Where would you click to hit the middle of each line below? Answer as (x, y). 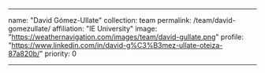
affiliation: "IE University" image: (105, 29)
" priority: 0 (58, 53)
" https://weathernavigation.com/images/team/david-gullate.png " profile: (126, 37)
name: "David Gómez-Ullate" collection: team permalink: (100, 20)
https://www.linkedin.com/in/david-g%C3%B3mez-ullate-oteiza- (117, 45)
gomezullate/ (30, 29)
